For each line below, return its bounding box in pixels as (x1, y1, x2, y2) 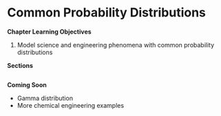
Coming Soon (7, 80, 47, 89)
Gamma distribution (17, 94, 74, 102)
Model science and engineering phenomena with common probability (17, 40, 215, 49)
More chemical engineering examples (17, 101, 125, 109)
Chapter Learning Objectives (7, 27, 92, 36)
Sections (7, 61, 33, 69)
